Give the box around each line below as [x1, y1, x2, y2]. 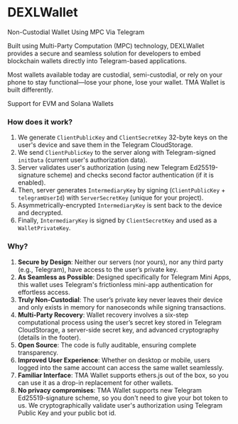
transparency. [17, 348, 59, 357]
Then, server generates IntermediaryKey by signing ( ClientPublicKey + [17, 186, 226, 195]
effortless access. [17, 288, 70, 296]
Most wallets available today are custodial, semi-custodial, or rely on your [7, 70, 223, 79]
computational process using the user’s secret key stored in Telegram [17, 317, 222, 327]
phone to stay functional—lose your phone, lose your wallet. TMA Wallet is [7, 77, 225, 86]
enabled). [17, 178, 46, 187]
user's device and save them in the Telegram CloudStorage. [17, 141, 193, 149]
